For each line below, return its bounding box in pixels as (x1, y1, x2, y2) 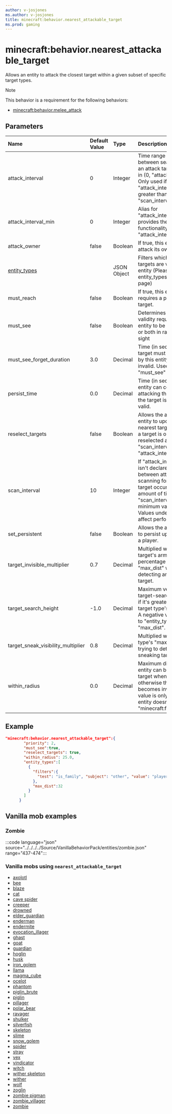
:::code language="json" (5, 839, 57, 845)
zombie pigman (12, 1092, 46, 1099)
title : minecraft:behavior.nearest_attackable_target (5, 17, 123, 22)
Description (138, 141, 167, 147)
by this (138, 356, 155, 363)
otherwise (138, 679, 162, 686)
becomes (138, 686, 161, 692)
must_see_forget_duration (8, 356, 70, 363)
